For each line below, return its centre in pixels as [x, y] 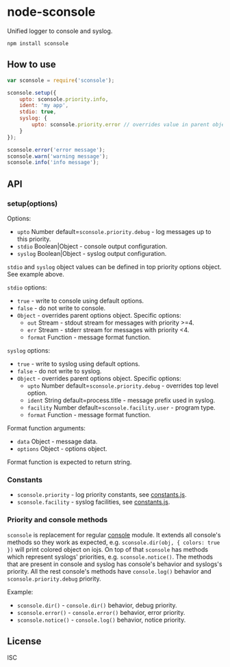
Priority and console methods [57, 520]
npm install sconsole [38, 43]
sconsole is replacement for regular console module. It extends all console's [114, 535]
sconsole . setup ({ [32, 93]
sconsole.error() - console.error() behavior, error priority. [101, 612]
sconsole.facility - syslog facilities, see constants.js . [93, 502]
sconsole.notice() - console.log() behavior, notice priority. [101, 620]
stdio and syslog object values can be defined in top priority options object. [114, 267]
